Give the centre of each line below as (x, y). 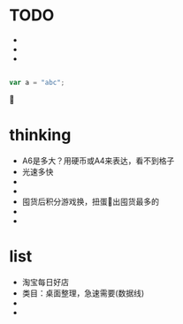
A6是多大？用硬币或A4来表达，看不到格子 (98, 161)
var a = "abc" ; (37, 82)
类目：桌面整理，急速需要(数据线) (83, 293)
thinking (40, 135)
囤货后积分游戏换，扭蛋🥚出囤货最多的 (90, 201)
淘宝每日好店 (45, 282)
